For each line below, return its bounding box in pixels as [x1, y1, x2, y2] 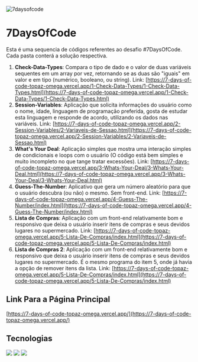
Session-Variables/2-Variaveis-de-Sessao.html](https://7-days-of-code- [14, 126, 192, 133]
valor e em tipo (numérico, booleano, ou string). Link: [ [14, 76, 148, 83]
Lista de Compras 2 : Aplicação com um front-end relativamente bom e [14, 245, 188, 253]
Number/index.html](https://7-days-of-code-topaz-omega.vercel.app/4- [14, 202, 192, 209]
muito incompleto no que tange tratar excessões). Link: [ [14, 157, 152, 165]
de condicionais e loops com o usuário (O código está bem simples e [14, 151, 183, 159]
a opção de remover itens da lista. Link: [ [14, 264, 114, 271]
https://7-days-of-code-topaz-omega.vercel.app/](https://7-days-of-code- [8, 310, 191, 317]
